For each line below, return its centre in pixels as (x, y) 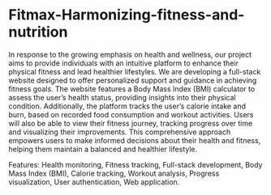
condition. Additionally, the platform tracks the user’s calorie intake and (127, 106)
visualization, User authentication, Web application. (94, 182)
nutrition (38, 32)
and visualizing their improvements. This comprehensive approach (120, 132)
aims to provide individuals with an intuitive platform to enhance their (124, 63)
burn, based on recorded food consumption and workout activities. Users (131, 114)
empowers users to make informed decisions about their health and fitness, (135, 140)
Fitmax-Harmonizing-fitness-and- (127, 15)
